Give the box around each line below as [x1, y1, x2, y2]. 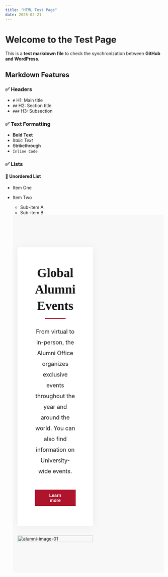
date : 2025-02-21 [5, 12, 42, 17]
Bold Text [12, 132, 33, 138]
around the [40, 414, 70, 421]
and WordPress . [5, 56, 40, 62]
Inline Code [12, 149, 38, 154]
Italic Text [12, 137, 33, 143]
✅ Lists [5, 161, 23, 168]
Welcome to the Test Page [5, 34, 117, 45]
